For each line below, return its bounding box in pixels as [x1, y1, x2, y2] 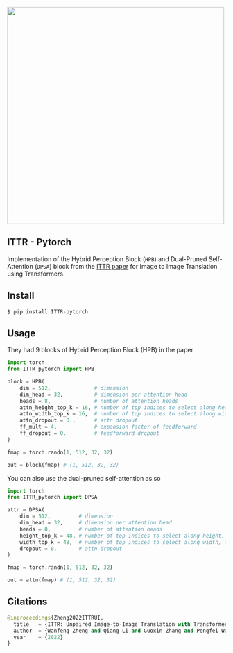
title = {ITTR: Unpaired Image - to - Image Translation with [13, 620, 191, 628]
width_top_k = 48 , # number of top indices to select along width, [19, 538, 222, 545]
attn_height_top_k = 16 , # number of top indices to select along [19, 404, 216, 411]
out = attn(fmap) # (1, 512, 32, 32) [7, 577, 116, 584]
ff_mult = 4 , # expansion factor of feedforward [19, 424, 197, 431]
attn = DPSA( [7, 506, 45, 513]
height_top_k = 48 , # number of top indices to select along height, [19, 532, 225, 539]
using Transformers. [7, 270, 65, 278]
